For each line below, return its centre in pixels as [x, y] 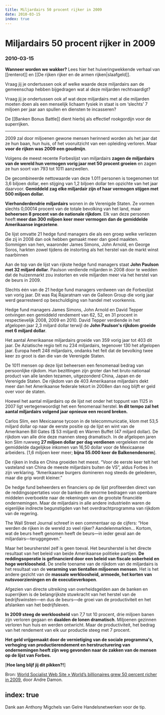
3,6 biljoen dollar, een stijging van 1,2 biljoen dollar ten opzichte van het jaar [82, 183]
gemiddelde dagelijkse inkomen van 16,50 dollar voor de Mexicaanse [75, 447]
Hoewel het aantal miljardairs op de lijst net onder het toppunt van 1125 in [79, 401]
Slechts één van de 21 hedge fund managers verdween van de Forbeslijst [79, 290]
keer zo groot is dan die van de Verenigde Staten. [55, 356]
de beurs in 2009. [23, 280]
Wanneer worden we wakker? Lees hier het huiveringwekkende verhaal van [82, 69]
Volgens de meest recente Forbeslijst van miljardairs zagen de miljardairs [80, 158]
